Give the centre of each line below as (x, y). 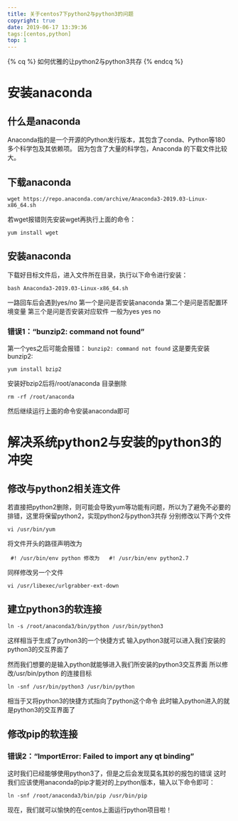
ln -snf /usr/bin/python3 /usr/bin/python (71, 687)
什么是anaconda (44, 121)
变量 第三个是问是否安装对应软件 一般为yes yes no (87, 311)
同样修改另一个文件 (36, 573)
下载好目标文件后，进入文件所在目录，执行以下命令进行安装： (98, 275)
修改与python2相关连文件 (64, 488)
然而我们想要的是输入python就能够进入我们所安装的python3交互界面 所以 (115, 664)
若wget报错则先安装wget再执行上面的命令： (72, 219)
